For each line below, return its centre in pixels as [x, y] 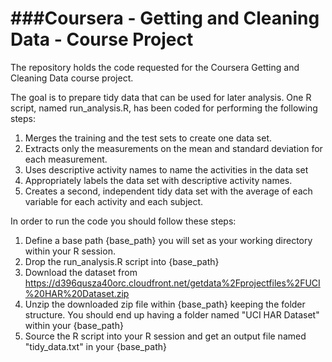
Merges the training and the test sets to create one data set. [148, 138]
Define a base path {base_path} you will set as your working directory [168, 240]
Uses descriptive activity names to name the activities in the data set [166, 169]
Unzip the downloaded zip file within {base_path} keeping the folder [165, 304]
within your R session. [70, 251]
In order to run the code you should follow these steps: [123, 221]
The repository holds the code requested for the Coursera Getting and [155, 67]
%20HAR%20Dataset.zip [77, 293]
